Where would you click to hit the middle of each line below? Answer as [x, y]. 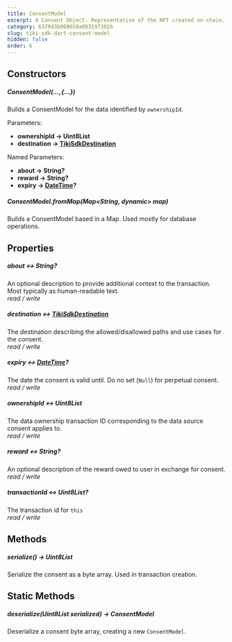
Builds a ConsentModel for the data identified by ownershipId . [96, 109]
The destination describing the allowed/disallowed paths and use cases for [115, 332]
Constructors [37, 74]
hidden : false [28, 40]
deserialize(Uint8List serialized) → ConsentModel [81, 613]
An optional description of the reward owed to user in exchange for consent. [116, 469]
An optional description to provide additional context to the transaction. [109, 283]
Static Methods [41, 596]
